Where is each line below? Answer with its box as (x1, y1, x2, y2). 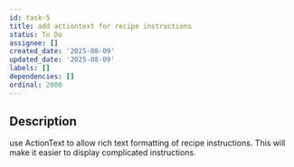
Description (9, 114, 77, 129)
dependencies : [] (9, 72, 75, 81)
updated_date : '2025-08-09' (9, 55, 116, 64)
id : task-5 (9, 13, 51, 23)
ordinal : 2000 (9, 80, 63, 89)
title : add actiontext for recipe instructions (9, 22, 193, 31)
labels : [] (9, 64, 51, 73)
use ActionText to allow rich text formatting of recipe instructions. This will (9, 137, 286, 149)
